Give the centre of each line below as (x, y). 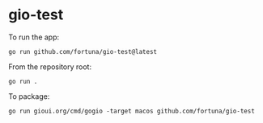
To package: (29, 96)
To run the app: (34, 37)
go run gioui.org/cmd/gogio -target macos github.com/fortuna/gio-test (131, 111)
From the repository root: (50, 67)
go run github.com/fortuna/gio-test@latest (83, 51)
